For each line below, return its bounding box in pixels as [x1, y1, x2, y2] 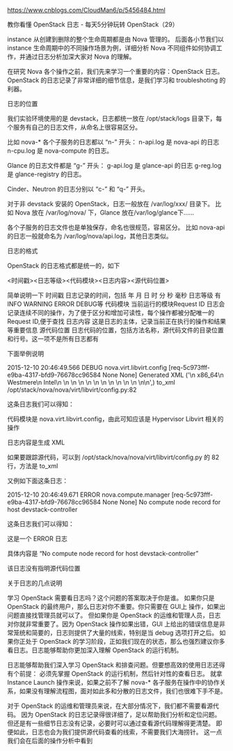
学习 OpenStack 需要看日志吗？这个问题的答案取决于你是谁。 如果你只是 [7, 594, 215, 602]
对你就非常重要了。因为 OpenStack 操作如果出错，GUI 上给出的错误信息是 [7, 620, 220, 628]
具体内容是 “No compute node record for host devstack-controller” [7, 550, 199, 557]
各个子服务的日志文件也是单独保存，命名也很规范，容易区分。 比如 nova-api [7, 223, 225, 231]
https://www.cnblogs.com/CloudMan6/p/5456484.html [7, 6, 166, 14]
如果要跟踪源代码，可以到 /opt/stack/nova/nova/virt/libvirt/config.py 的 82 [7, 453, 220, 461]
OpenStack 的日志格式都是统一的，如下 [7, 261, 120, 270]
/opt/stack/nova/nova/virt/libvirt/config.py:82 [7, 386, 137, 394]
